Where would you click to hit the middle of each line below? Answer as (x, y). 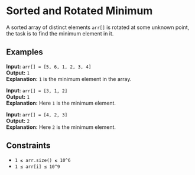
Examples (25, 52)
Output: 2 (18, 121)
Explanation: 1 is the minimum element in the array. (69, 79)
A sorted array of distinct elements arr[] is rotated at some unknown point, (98, 27)
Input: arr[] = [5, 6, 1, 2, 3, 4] (49, 66)
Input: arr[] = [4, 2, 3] (37, 114)
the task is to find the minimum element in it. (60, 33)
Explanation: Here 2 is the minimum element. (61, 127)
